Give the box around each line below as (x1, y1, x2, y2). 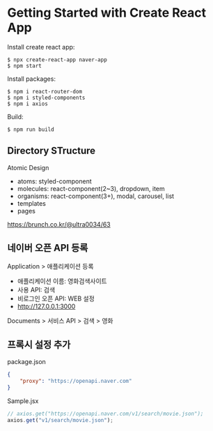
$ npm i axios (7, 100, 49, 107)
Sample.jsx (7, 397, 39, 405)
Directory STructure (7, 145, 96, 157)
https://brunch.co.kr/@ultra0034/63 (7, 220, 111, 228)
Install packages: (7, 75, 56, 83)
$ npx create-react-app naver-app (7, 56, 108, 63)
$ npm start (7, 62, 42, 69)
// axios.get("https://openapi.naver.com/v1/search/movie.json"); (7, 410, 204, 417)
